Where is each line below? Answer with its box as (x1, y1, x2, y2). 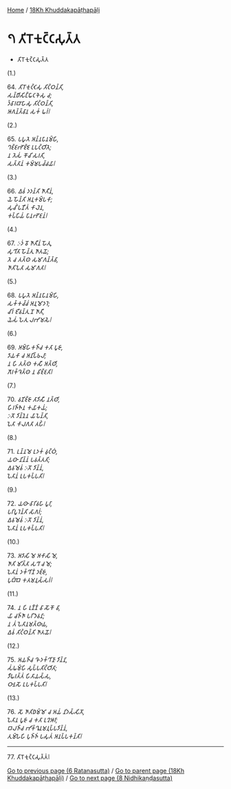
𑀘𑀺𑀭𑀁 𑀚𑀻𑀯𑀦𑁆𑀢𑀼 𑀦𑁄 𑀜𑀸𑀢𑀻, (7, 307, 45, 315)
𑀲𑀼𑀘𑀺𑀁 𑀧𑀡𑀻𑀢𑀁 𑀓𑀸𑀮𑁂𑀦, (7, 203, 45, 211)
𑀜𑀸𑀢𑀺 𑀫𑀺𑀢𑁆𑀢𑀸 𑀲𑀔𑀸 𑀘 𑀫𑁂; (7, 559, 52, 567)
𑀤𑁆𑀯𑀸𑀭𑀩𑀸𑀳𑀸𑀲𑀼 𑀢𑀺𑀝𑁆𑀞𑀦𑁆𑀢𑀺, (7, 99, 54, 107)
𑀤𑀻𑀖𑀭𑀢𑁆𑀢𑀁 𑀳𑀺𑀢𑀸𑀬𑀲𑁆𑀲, (7, 671, 52, 680)
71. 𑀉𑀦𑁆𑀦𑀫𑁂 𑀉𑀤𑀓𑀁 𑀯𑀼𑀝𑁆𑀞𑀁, (7, 447, 58, 455)
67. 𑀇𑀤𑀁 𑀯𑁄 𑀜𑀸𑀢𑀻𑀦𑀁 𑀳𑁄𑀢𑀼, (7, 239, 53, 247)
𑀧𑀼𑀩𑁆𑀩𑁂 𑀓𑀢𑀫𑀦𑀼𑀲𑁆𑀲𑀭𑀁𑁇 (7, 576, 53, 584)
